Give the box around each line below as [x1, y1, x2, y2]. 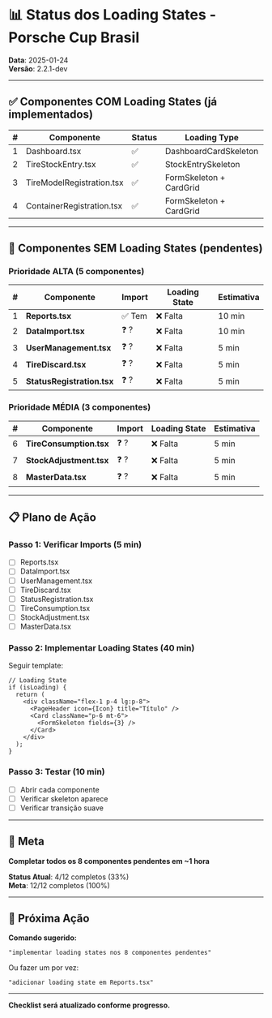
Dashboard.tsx [25, 145, 82, 157]
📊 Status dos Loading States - [8, 6, 217, 24]
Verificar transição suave [19, 803, 104, 813]
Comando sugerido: [8, 933, 77, 943]
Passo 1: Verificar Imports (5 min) [8, 539, 142, 551]
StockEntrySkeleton [164, 158, 240, 170]
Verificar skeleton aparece [19, 793, 108, 803]
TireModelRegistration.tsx [25, 177, 124, 188]
